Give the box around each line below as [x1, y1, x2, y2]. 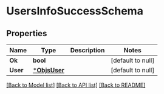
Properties [6, 28, 47, 39]
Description [70, 46, 105, 54]
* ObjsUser [32, 66, 65, 74]
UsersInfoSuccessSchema [6, 4, 144, 18]
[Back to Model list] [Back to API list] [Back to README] [6, 81, 146, 89]
